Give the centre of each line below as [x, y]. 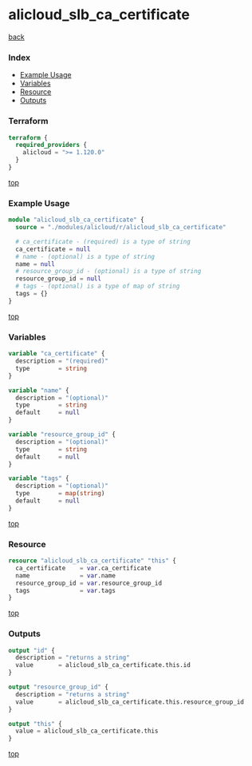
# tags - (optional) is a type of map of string [98, 286]
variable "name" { [39, 390]
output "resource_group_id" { [59, 687]
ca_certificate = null [53, 249]
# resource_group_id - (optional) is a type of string [108, 272]
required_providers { [51, 145]
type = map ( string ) [60, 494]
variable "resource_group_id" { [62, 435]
